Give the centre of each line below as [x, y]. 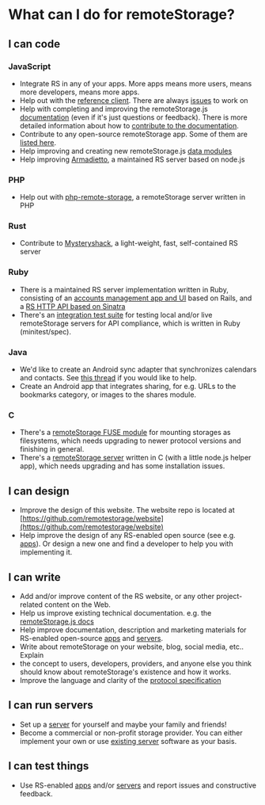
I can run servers [51, 706]
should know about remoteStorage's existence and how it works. [125, 672]
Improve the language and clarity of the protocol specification [120, 680]
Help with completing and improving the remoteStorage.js [114, 109]
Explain [32, 654]
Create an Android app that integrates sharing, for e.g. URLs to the [128, 387]
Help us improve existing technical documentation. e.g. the [115, 612]
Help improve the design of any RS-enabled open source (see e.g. [127, 536]
